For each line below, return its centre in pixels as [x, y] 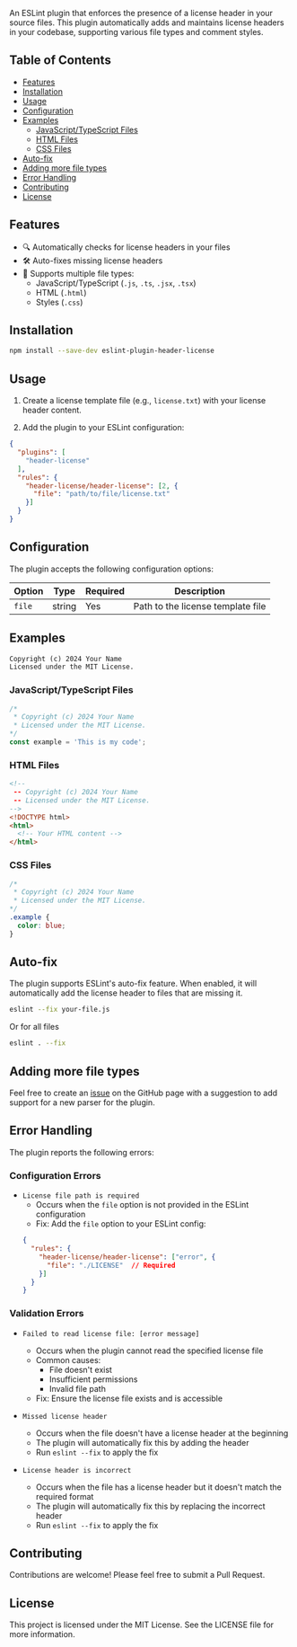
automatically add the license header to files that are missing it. [126, 993]
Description [200, 590]
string [65, 606]
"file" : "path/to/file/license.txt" [101, 494]
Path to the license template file [200, 606]
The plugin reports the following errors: [82, 1152]
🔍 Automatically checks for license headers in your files [126, 247]
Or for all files [35, 1027]
